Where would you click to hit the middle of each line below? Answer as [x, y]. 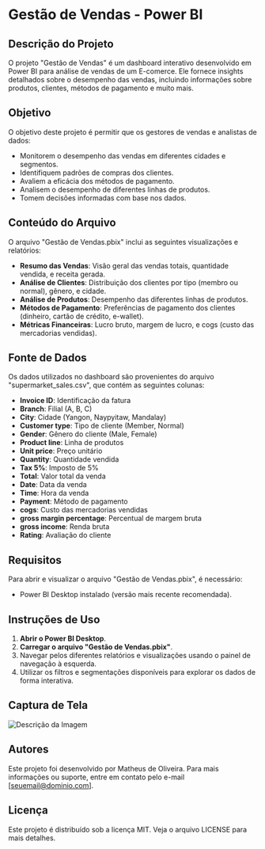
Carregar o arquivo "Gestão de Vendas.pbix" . [96, 647]
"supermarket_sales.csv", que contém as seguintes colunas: [106, 385]
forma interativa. [46, 681]
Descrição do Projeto [61, 44]
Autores [28, 750]
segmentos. [39, 164]
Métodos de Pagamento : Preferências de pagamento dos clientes [127, 307]
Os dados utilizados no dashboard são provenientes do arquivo [112, 377]
